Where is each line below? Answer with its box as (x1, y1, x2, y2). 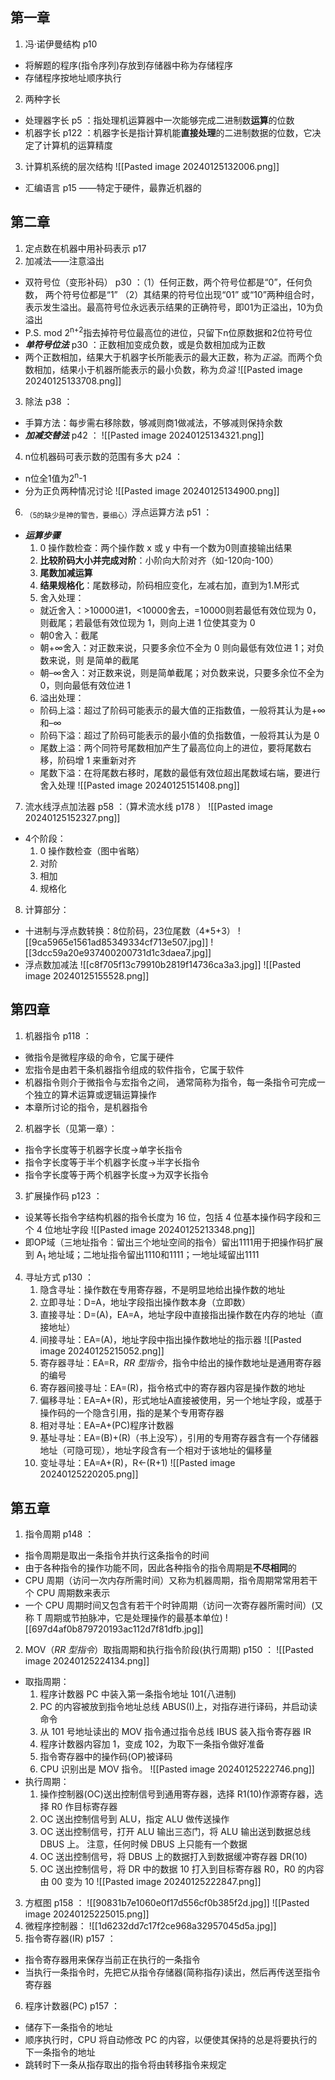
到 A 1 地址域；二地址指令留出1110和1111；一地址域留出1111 (24, 1248, 260, 1263)
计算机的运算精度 (42, 139, 113, 151)
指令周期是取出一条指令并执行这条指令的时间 (24, 1549, 210, 1562)
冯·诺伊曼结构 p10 (24, 38, 98, 50)
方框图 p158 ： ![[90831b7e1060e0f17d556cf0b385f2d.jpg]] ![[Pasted (24, 1897, 310, 1909)
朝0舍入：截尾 (39, 629, 99, 641)
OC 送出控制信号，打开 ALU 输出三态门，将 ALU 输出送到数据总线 (39, 1826, 312, 1838)
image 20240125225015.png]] (24, 1908, 150, 1920)
